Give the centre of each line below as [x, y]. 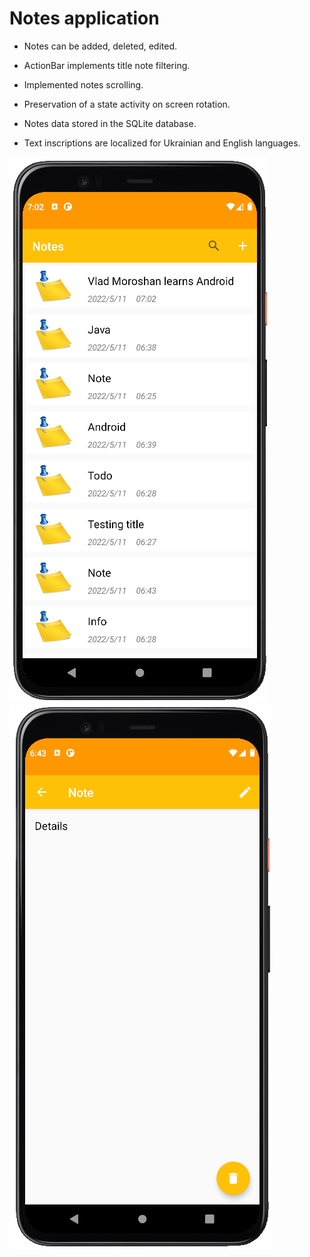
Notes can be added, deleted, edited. [100, 46]
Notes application [84, 18]
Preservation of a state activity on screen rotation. [127, 104]
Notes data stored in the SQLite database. [110, 123]
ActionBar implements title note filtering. [107, 65]
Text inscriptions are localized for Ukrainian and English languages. [162, 143]
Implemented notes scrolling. [83, 84]
